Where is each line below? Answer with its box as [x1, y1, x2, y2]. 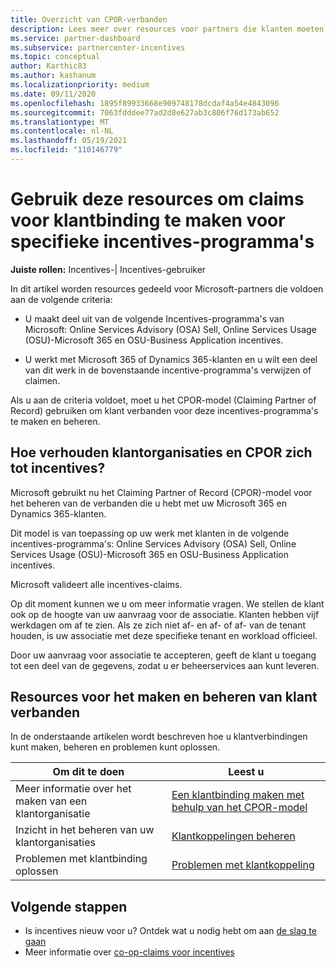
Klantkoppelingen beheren [171, 829, 296, 843]
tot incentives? [10, 460, 106, 477]
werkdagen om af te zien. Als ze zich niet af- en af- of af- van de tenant [10, 619, 307, 631]
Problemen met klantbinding [15, 852, 148, 866]
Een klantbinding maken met [171, 788, 305, 802]
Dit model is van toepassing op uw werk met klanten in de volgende [10, 527, 290, 539]
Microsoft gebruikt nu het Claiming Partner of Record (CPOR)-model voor [10, 486, 313, 498]
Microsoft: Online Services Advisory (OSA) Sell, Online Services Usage [24, 323, 317, 335]
